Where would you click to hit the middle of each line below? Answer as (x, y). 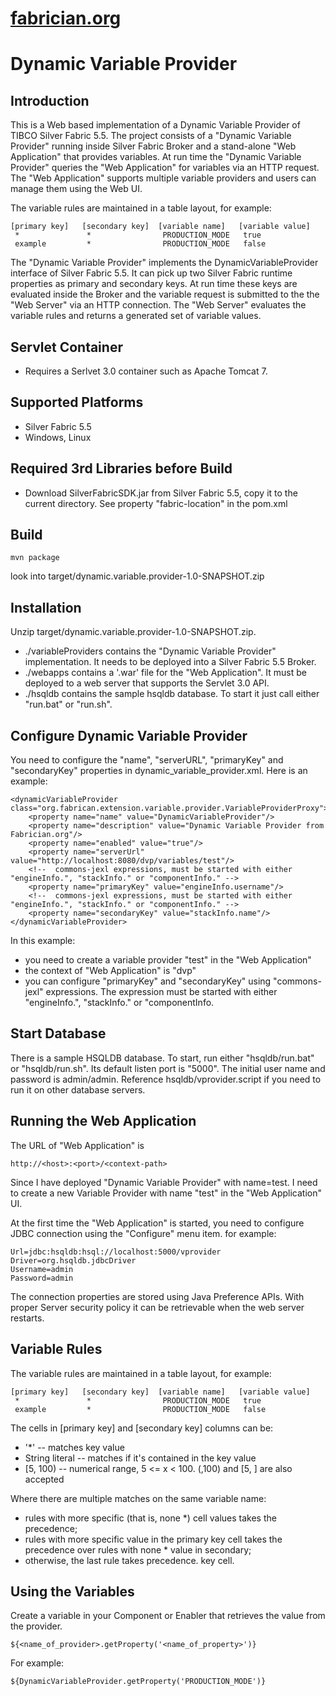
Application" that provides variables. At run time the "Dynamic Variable (156, 157)
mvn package (35, 558)
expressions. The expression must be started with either (161, 992)
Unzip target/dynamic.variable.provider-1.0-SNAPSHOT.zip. (133, 632)
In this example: (43, 941)
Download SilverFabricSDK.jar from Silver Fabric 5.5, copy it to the (161, 493)
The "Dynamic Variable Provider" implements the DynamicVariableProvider (164, 263)
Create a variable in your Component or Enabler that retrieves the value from (168, 1616)
